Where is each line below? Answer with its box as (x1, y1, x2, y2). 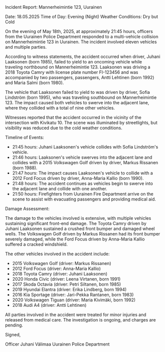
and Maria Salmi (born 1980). (5, 80, 64, 86)
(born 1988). (12, 165, 38, 171)
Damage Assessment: (5, 206, 50, 211)
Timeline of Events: (5, 135, 44, 140)
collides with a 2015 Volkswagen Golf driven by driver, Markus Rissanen (12, 160, 159, 165)
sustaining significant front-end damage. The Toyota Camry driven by (5, 221, 147, 226)
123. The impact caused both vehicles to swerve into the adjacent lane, (5, 100, 149, 105)
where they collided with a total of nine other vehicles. (5, 105, 115, 111)
